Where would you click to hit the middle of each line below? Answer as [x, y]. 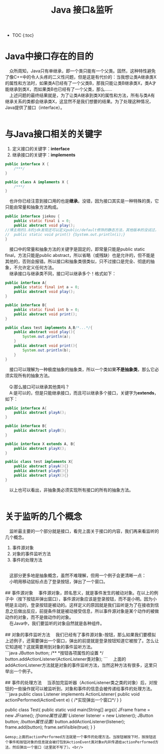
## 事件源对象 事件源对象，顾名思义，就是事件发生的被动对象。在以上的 [80, 593]
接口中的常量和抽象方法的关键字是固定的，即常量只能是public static [77, 249]
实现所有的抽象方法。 [31, 375]
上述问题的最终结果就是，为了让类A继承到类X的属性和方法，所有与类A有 [82, 95]
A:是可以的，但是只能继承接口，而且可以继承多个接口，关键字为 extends [82, 393]
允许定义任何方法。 [37, 267]
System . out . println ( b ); [47, 350]
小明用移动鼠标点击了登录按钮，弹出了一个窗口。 [59, 581]
